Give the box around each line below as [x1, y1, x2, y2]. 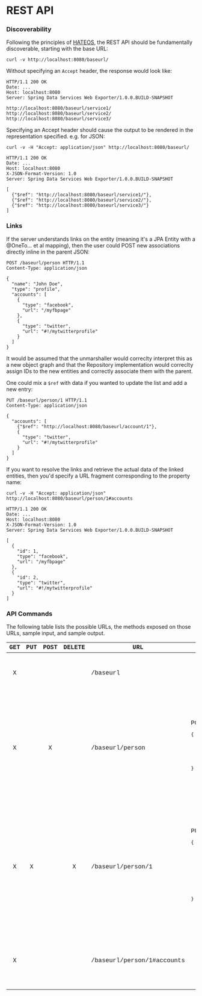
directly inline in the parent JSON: [6, 248, 90, 255]
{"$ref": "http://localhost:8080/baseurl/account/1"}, [17, 423, 158, 429]
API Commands [6, 609, 53, 618]
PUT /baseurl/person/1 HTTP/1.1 [6, 397, 87, 403]
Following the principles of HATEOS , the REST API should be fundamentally [6, 39, 193, 46]
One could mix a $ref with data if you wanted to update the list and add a [6, 379, 188, 386]
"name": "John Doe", [11, 281, 63, 287]
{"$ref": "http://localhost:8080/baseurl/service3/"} [11, 202, 149, 208]
